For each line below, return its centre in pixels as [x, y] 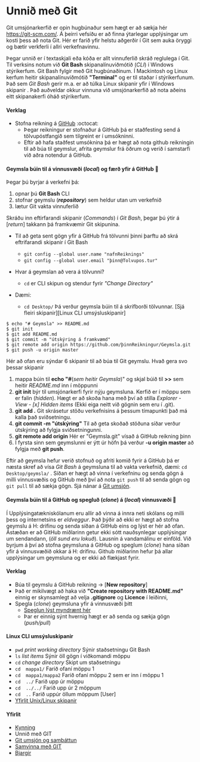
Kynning [25, 727]
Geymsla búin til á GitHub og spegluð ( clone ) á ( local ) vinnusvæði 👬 [91, 499]
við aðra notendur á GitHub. [58, 155]
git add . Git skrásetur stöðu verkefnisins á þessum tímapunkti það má [101, 411]
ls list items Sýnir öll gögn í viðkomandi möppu [72, 656]
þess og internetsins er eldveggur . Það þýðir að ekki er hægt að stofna [93, 519]
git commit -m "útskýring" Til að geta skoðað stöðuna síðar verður [98, 423]
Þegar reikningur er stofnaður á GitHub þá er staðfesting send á [102, 130]
